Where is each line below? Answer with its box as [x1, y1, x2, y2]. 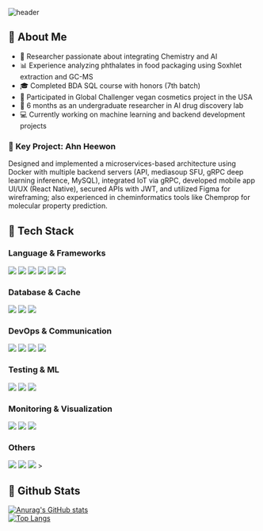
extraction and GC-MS [19, 71, 93, 81]
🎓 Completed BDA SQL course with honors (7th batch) [19, 80, 200, 90]
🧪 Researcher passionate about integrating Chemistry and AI [19, 52, 218, 61]
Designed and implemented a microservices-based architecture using [8, 159, 236, 168]
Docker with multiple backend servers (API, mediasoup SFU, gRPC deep [8, 167, 244, 177]
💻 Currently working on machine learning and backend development [19, 110, 246, 119]
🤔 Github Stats [8, 484, 81, 498]
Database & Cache [8, 287, 81, 298]
